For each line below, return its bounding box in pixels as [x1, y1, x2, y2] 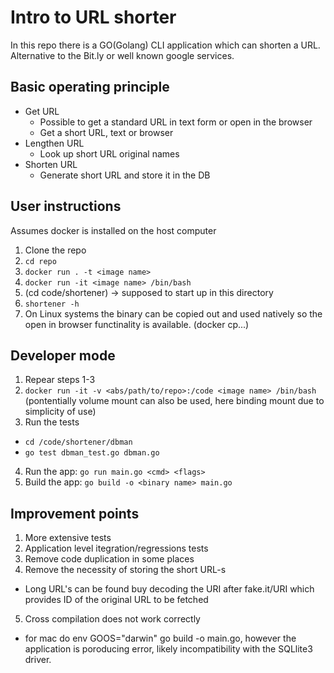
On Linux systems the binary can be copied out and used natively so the [24, 307, 323, 320]
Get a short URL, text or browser [39, 126, 174, 138]
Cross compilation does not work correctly [24, 613, 201, 625]
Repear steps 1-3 [24, 374, 96, 386]
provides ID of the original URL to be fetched [24, 594, 209, 606]
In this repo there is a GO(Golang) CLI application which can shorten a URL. [10, 39, 321, 51]
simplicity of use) [24, 406, 97, 418]
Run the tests [24, 416, 80, 428]
